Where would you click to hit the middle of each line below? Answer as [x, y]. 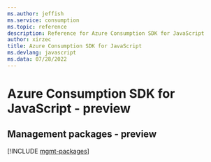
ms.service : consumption [43, 20]
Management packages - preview [82, 134]
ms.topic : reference [37, 27]
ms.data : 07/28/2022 [37, 59]
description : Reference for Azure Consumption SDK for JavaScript [106, 33]
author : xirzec [29, 40]
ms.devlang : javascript [42, 53]
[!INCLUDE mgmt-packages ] [48, 151]
